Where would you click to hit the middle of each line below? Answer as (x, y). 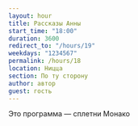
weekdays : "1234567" (43, 53)
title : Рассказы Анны (45, 23)
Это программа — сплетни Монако (69, 114)
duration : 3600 (34, 38)
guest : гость (30, 91)
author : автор (32, 83)
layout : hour (30, 16)
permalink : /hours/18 (45, 61)
